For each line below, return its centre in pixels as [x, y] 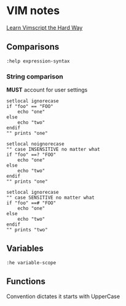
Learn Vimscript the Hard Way [45, 28]
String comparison [35, 76]
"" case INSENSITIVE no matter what [53, 150]
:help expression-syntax [38, 61]
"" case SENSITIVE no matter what [51, 198]
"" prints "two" [27, 230]
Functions [26, 282]
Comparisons [33, 47]
